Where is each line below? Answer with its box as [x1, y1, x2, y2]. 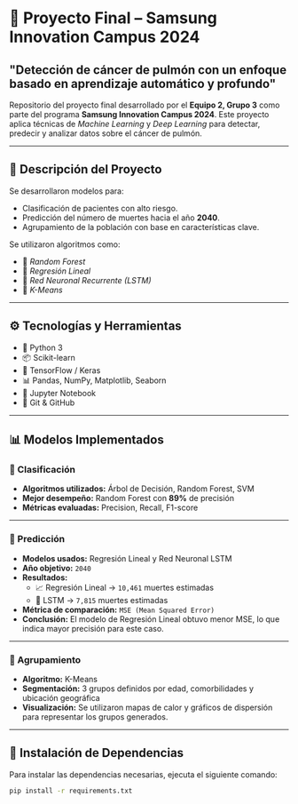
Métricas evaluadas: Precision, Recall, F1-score [21, 502, 199, 513]
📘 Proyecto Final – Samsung [9, 8, 217, 28]
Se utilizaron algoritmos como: [9, 239, 122, 250]
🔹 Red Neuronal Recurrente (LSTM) [21, 275, 153, 285]
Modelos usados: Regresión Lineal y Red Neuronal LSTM [21, 553, 232, 563]
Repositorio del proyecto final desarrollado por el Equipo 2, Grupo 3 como [9, 100, 280, 110]
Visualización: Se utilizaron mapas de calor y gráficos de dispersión [21, 702, 273, 712]
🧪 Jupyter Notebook [21, 387, 96, 398]
